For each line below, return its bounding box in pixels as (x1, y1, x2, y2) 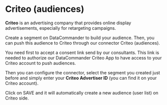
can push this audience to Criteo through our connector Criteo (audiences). (5, 40, 161, 46)
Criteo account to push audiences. (5, 60, 76, 66)
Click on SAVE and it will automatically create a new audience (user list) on (5, 90, 159, 96)
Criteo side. (5, 95, 29, 101)
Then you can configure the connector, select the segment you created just (5, 69, 161, 75)
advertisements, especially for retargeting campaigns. (5, 25, 116, 31)
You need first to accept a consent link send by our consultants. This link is (5, 50, 160, 55)
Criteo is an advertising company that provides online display (5, 20, 131, 26)
